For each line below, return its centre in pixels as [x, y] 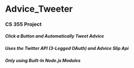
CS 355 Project [23, 24]
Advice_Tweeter [39, 9]
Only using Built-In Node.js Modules [43, 61]
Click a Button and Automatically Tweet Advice [55, 36]
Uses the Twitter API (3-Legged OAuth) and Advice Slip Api [67, 48]
